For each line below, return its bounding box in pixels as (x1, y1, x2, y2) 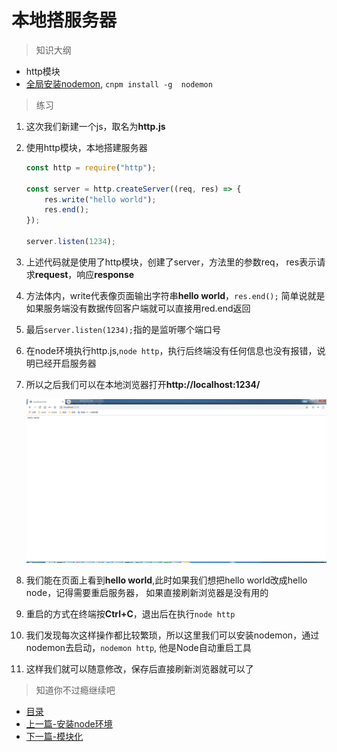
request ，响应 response (34, 268, 135, 280)
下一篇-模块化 (25, 730, 84, 742)
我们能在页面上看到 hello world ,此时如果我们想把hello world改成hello (25, 574, 308, 586)
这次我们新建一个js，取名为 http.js (25, 120, 166, 132)
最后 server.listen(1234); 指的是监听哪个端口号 (25, 323, 221, 335)
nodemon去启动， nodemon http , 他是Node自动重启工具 (25, 641, 252, 653)
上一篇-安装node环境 (25, 717, 113, 730)
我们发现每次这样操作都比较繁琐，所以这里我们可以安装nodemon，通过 (25, 629, 320, 641)
